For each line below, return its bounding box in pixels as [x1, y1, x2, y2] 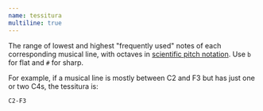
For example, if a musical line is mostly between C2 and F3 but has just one [8, 73, 256, 82]
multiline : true [8, 19, 62, 27]
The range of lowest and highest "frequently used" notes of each [8, 40, 222, 50]
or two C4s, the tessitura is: [8, 81, 99, 91]
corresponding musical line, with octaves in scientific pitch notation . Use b [8, 49, 252, 59]
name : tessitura [8, 11, 62, 20]
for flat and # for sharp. [8, 57, 84, 67]
